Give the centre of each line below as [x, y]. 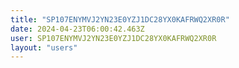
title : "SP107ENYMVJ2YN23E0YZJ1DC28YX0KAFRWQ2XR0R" [120, 19]
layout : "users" [44, 47]
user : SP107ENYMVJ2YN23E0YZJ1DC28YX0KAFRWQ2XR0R [113, 38]
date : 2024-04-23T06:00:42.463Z [77, 29]
